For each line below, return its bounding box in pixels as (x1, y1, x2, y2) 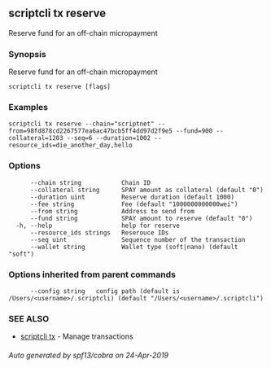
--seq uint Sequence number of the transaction (29, 235, 246, 243)
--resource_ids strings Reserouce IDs (29, 228, 169, 237)
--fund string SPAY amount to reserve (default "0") (29, 214, 253, 222)
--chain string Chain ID (29, 178, 151, 186)
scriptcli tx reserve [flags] (8, 83, 111, 91)
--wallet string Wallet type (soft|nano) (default (29, 243, 238, 251)
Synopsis (8, 48, 46, 59)
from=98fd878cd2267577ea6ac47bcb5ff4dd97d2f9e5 (8, 127, 173, 135)
